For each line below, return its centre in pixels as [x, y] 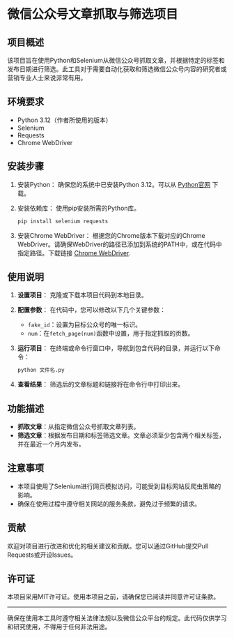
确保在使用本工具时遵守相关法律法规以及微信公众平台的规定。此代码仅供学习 [117, 618]
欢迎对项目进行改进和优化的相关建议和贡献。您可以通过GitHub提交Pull [108, 546]
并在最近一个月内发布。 [51, 444]
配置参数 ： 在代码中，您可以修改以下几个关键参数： [91, 310]
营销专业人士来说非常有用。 [47, 78]
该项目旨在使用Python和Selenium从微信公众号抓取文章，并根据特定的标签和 [116, 60]
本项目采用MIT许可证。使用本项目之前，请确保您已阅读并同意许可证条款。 [114, 597]
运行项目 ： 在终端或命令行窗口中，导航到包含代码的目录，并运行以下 [116, 348]
